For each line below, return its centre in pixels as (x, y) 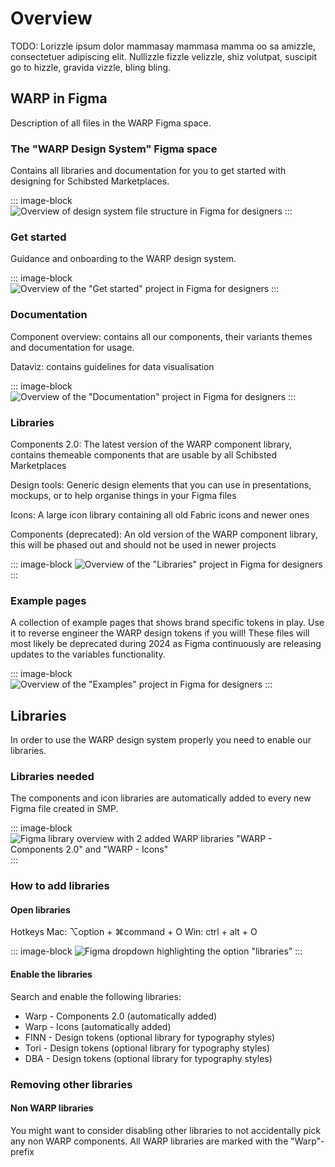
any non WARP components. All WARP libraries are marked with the (149, 1141)
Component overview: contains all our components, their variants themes (161, 336)
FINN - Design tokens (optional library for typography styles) (150, 1037)
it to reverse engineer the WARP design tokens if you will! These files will (160, 633)
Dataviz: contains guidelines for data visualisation (112, 366)
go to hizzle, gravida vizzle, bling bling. (91, 67)
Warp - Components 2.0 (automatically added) (121, 1016)
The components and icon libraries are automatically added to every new (161, 798)
